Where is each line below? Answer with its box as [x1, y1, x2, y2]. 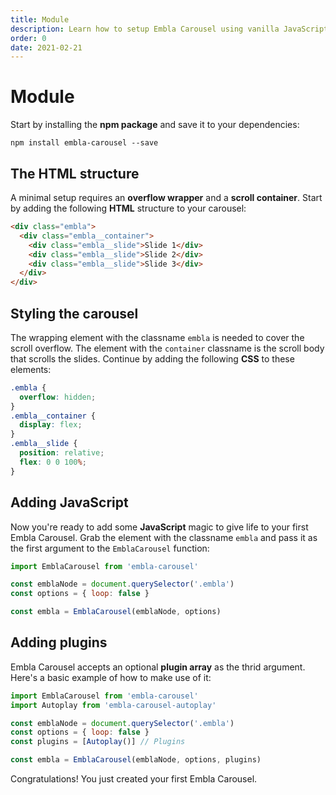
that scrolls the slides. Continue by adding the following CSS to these [10, 352, 295, 365]
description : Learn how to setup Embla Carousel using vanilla [10, 24, 280, 34]
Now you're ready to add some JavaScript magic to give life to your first [10, 521, 309, 533]
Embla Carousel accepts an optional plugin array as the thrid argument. [10, 661, 306, 673]
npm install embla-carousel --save [10, 138, 159, 148]
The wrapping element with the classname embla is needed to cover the [10, 331, 305, 343]
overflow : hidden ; [19, 392, 97, 402]
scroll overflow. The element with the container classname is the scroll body [10, 342, 325, 354]
